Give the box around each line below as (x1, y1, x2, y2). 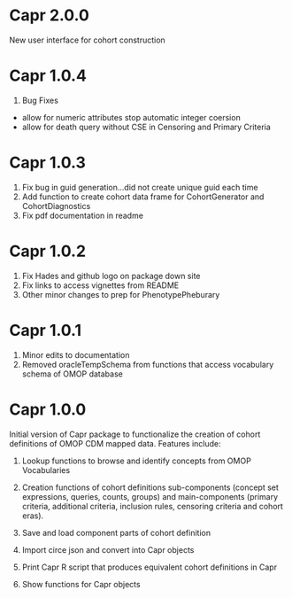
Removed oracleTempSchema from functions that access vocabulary (21, 359, 274, 369)
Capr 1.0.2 (9, 241, 87, 261)
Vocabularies (21, 464, 71, 475)
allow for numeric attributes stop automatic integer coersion (21, 112, 241, 122)
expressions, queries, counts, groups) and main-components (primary (21, 491, 279, 501)
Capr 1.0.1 (9, 320, 82, 340)
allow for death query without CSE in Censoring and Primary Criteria (21, 121, 272, 132)
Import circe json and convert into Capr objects (21, 544, 195, 555)
